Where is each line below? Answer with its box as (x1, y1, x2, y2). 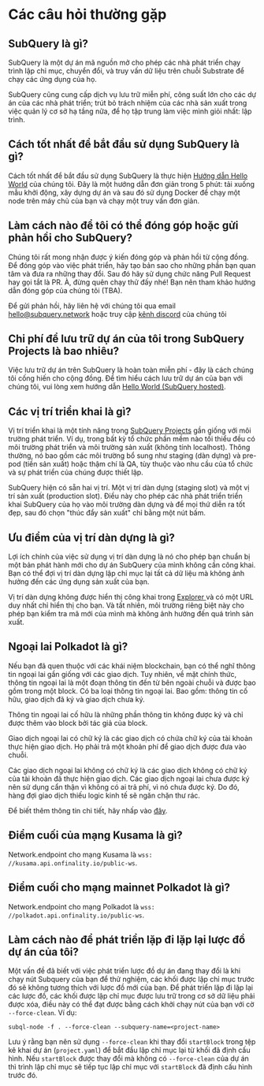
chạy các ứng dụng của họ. (8, 75, 97, 84)
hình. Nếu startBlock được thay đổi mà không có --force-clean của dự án (8, 1054, 250, 1063)
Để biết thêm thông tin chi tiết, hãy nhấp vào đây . (8, 805, 168, 815)
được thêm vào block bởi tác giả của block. (8, 718, 148, 727)
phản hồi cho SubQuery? (8, 231, 132, 245)
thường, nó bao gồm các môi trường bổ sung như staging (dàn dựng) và (8, 451, 241, 460)
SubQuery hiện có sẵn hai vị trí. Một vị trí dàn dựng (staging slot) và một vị (8, 483, 250, 493)
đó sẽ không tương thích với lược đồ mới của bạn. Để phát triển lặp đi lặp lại (8, 983, 254, 992)
